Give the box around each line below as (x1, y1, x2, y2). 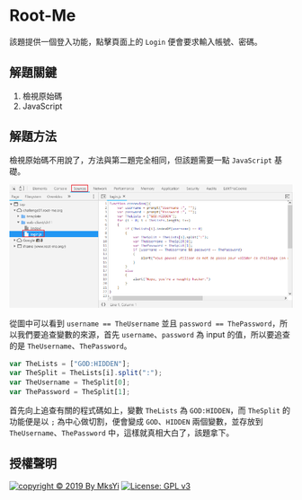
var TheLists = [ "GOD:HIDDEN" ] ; (9, 359, 130, 368)
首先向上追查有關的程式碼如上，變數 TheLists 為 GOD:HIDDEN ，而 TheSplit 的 (9, 405, 290, 416)
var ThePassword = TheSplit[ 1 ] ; (9, 388, 130, 397)
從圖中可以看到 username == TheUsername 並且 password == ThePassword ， (9, 318, 280, 329)
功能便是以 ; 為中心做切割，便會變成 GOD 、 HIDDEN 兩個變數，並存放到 (9, 417, 263, 427)
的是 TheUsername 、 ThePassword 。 (9, 340, 132, 351)
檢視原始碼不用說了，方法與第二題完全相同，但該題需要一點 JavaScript (9, 154, 272, 165)
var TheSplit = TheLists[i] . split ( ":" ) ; (9, 369, 164, 378)
